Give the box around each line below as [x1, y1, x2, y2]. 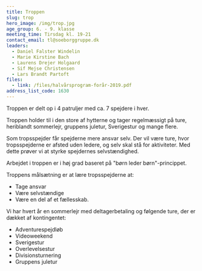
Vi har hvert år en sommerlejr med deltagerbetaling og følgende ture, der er [6, 207, 196, 214]
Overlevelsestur [15, 245, 55, 252]
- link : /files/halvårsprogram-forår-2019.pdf [12, 83, 132, 89]
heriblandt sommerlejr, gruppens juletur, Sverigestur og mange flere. [6, 123, 178, 130]
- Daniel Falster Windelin [12, 49, 80, 55]
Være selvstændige [15, 189, 64, 196]
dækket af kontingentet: [6, 214, 66, 221]
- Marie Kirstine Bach [12, 54, 69, 60]
